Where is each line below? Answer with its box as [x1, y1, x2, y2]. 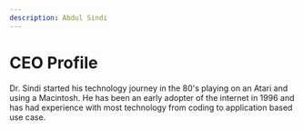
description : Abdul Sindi [9, 13, 107, 23]
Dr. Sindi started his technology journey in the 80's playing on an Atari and [9, 83, 288, 94]
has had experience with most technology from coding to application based [9, 102, 293, 113]
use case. [9, 111, 46, 123]
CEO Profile [9, 52, 98, 73]
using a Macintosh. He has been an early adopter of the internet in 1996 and [9, 92, 295, 103]
